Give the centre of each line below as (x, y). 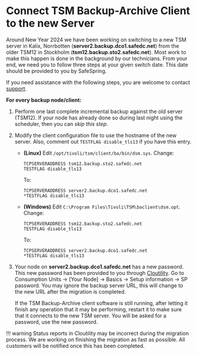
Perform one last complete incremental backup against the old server (99, 111)
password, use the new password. (56, 321)
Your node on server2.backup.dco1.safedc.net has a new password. (99, 267)
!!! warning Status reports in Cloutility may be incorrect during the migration (98, 333)
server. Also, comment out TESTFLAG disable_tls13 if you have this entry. (103, 141)
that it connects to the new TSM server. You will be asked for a (90, 316)
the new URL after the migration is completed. (70, 291)
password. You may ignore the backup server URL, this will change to (99, 285)
